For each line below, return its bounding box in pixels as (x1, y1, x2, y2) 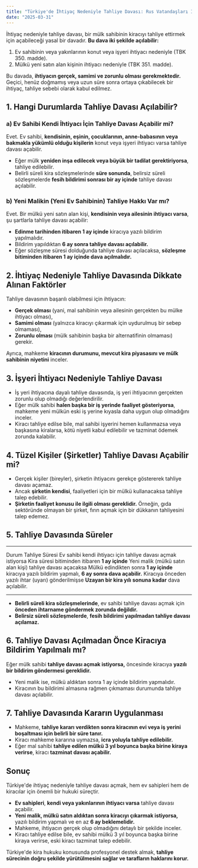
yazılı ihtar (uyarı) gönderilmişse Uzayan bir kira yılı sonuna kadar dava (6, 576, 180, 583)
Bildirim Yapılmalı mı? (6, 645, 87, 655)
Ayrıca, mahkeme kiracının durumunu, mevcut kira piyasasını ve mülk (6, 350, 179, 357)
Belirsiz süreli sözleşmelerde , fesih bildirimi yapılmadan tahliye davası (14, 612, 190, 619)
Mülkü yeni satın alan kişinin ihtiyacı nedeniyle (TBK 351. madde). (14, 60, 173, 68)
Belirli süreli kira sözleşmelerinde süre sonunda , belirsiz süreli (14, 170, 166, 177)
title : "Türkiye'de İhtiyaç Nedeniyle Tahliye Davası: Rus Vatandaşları (6, 8, 189, 15)
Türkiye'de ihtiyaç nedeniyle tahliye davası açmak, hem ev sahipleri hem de (6, 782, 189, 789)
